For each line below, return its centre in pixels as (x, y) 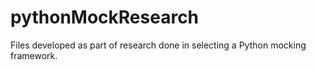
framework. (34, 55)
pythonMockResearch (105, 17)
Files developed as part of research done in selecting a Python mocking (158, 45)
